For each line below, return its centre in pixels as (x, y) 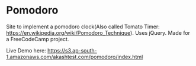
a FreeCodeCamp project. (38, 39)
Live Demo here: (26, 50)
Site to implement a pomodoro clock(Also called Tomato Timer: (83, 27)
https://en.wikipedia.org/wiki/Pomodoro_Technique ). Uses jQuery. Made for (98, 32)
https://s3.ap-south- (72, 50)
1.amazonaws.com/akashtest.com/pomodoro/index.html (75, 57)
